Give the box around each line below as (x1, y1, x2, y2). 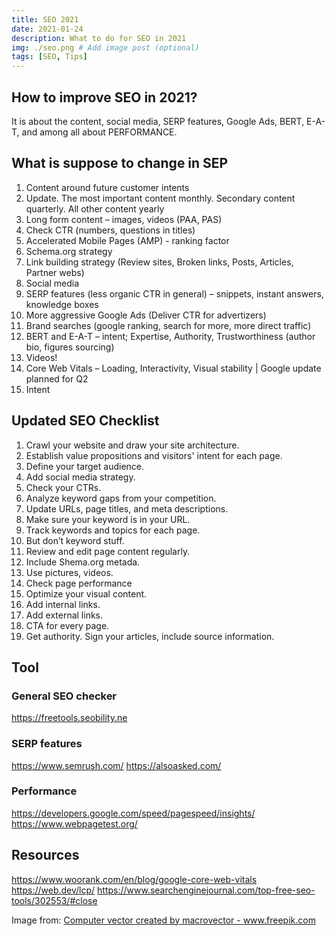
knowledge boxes (25, 298, 99, 310)
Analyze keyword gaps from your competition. (25, 492, 217, 504)
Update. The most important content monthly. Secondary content (25, 192, 296, 204)
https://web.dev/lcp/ (11, 884, 96, 896)
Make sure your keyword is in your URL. (25, 513, 191, 525)
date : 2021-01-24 (11, 24, 84, 34)
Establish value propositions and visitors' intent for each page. (25, 449, 283, 461)
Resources (11, 847, 80, 864)
